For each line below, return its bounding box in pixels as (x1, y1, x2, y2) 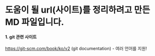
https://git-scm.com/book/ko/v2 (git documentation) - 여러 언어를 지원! (5, 46, 147, 52)
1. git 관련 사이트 (5, 34, 37, 39)
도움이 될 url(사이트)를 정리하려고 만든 (5, 4, 150, 16)
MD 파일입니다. (5, 17, 64, 28)
